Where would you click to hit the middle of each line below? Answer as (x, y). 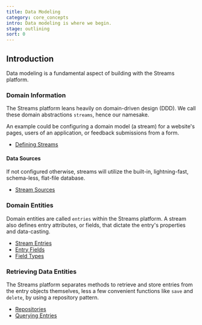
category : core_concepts (37, 17)
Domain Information (36, 95)
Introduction (30, 59)
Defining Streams (36, 145)
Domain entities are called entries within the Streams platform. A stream (96, 218)
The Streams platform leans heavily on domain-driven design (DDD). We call (101, 109)
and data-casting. (28, 231)
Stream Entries (33, 243)
